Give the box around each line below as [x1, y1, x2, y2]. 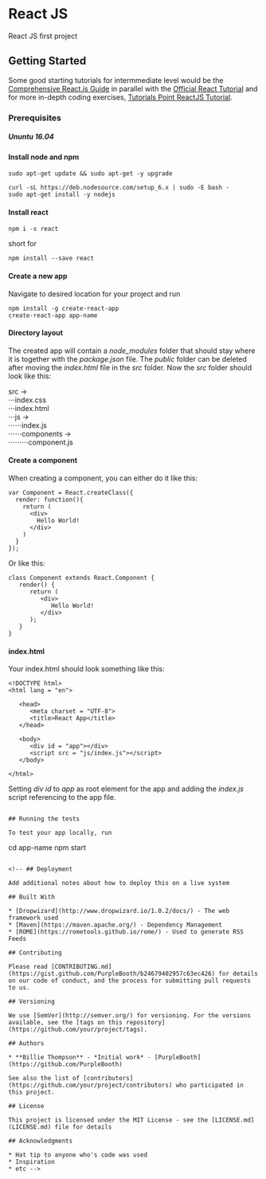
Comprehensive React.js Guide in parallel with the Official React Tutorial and [8, 84, 258, 93]
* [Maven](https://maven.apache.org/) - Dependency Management [8, 921, 223, 929]
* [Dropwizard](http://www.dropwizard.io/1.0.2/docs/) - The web [8, 907, 229, 915]
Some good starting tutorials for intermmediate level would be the [8, 75, 224, 84]
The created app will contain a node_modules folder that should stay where [8, 346, 256, 355]
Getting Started [8, 54, 87, 68]
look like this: [8, 371, 52, 381]
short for [8, 239, 37, 249]
